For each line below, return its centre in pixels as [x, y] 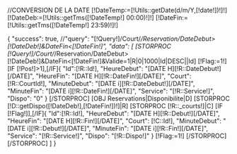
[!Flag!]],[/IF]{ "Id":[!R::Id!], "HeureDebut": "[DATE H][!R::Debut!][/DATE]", [114, 113]
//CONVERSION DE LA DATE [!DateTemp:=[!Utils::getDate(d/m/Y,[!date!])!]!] [117, 10]
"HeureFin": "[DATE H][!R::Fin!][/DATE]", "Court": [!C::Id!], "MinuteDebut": [114, 121]
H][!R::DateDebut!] [194, 69]
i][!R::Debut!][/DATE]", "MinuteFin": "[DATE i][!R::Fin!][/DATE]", [118, 128]
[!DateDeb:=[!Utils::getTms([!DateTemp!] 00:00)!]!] [81, 18]
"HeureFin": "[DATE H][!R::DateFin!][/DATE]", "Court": [114, 76]
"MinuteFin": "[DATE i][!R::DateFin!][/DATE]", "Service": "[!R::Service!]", [111, 91]
